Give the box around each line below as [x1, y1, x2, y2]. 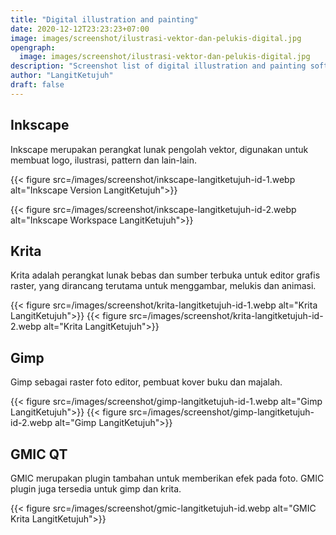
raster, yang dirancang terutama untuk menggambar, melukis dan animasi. [10, 280, 317, 292]
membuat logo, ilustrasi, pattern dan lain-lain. [10, 154, 197, 166]
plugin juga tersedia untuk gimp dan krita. [10, 483, 182, 495]
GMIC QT [10, 446, 68, 463]
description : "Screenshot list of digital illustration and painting [10, 61, 307, 71]
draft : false [10, 80, 65, 90]
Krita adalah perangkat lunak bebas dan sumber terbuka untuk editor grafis [10, 269, 321, 281]
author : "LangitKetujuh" [10, 71, 114, 81]
